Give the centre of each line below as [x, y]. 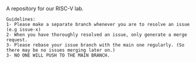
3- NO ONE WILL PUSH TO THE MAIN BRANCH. [58, 55]
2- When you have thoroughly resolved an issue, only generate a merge [97, 35]
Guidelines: [21, 19]
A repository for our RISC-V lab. [45, 9]
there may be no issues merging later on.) [61, 50]
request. [17, 40]
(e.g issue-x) [24, 29]
